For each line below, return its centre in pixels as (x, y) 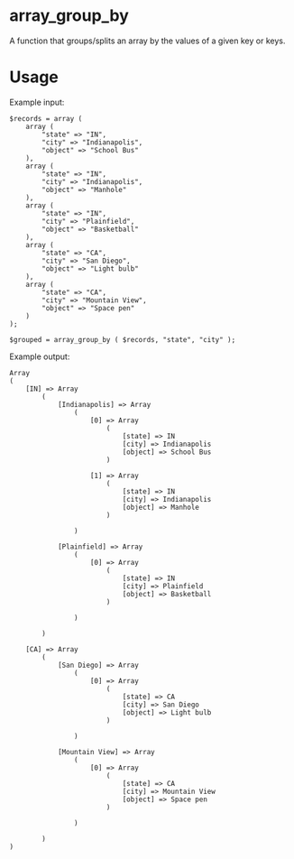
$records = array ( (46, 118)
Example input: (37, 102)
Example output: (40, 356)
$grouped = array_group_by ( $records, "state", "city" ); (123, 339)
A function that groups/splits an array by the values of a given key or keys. (147, 41)
